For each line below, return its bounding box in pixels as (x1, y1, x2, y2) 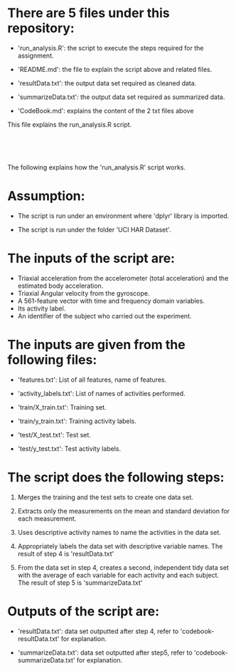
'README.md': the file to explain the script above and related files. (17, 65, 213, 73)
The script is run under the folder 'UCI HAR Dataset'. (17, 225, 172, 234)
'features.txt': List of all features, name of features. (17, 375, 167, 384)
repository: (7, 20, 75, 36)
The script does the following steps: (7, 469, 225, 485)
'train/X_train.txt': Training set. (17, 402, 107, 411)
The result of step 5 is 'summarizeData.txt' (17, 578, 143, 587)
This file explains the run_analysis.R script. (7, 120, 132, 129)
